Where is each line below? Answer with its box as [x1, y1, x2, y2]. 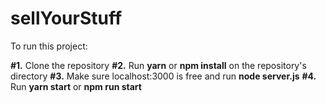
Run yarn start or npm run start [10, 80, 142, 92]
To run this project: [10, 40, 88, 52]
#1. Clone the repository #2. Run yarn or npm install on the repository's [10, 59, 307, 71]
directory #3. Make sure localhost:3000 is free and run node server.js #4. [10, 70, 317, 82]
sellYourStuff [10, 7, 123, 30]
